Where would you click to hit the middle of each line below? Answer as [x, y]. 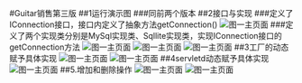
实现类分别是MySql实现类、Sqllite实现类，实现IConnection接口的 [161, 36]
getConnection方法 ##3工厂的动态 [149, 47]
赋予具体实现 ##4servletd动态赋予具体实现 [139, 58]
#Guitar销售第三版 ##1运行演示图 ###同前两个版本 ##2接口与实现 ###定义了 [151, 13]
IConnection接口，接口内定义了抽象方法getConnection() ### [147, 24]
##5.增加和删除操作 [96, 69]
